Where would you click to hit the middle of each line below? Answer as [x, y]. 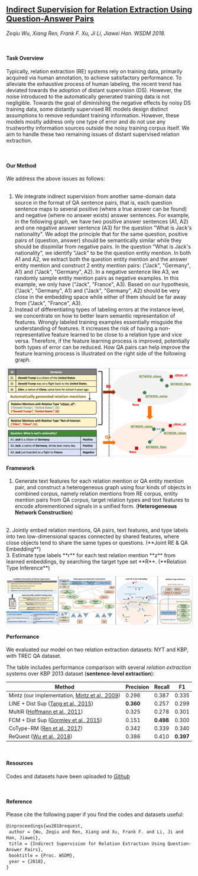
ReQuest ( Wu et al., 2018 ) [40, 736]
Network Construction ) [44, 513]
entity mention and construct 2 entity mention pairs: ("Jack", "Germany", [103, 266]
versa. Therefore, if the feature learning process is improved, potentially [102, 341]
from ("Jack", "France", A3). [48, 303]
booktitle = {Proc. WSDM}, [42, 856]
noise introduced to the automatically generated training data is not [88, 96]
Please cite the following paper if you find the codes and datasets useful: [95, 814]
